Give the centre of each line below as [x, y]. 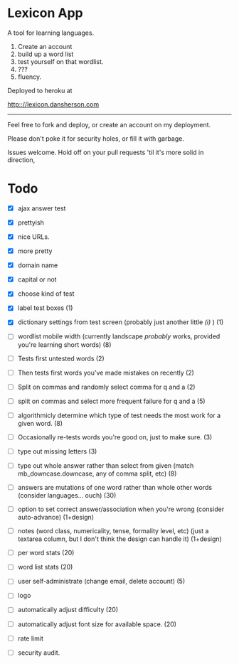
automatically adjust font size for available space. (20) [97, 624]
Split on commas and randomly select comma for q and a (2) [106, 387]
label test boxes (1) [45, 308]
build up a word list [46, 54]
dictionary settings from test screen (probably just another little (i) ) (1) [121, 322]
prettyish [31, 223]
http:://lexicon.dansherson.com [53, 104]
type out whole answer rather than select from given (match [106, 465]
